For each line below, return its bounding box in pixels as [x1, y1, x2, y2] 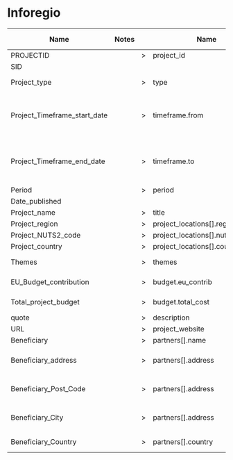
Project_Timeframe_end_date [10, 156, 105, 166]
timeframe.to [152, 156, 195, 166]
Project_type [10, 77, 52, 87]
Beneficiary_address [10, 355, 78, 365]
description [152, 313, 190, 322]
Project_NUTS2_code [10, 230, 81, 240]
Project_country [10, 241, 62, 251]
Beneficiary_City [10, 412, 64, 422]
